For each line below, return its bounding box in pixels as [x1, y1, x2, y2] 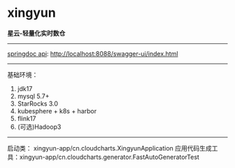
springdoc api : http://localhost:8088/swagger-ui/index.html [7, 49, 178, 57]
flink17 [17, 114, 36, 122]
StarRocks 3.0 [17, 99, 58, 108]
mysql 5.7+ [17, 92, 50, 100]
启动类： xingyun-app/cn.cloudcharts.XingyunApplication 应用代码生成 [7, 143, 212, 152]
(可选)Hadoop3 [17, 122, 62, 131]
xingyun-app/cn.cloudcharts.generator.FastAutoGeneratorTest [19, 153, 199, 161]
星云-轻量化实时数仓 [7, 29, 66, 37]
